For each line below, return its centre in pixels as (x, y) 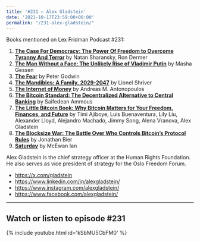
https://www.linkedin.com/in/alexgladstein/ (67, 181)
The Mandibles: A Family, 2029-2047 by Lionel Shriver (83, 83)
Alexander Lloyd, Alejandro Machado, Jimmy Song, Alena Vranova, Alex (103, 121)
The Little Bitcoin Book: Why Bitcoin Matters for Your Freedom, (94, 108)
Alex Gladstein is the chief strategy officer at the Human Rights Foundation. (99, 158)
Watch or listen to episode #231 (66, 219)
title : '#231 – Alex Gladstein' (46, 12)
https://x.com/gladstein (43, 175)
